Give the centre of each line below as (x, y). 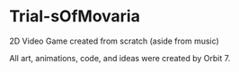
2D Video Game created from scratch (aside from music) (115, 41)
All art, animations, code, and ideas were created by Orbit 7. (120, 58)
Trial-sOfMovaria (75, 16)
